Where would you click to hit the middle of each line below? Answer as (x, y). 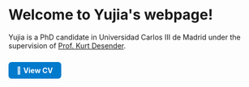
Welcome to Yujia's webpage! (111, 15)
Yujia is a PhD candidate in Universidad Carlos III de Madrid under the (124, 37)
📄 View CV (35, 70)
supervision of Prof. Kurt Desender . (67, 45)
